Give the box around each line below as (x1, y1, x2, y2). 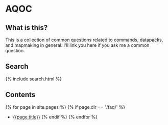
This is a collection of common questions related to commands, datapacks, (5, 37, 163, 43)
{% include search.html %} (5, 76, 62, 82)
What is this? (5, 23, 48, 32)
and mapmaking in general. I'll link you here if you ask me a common (5, 42, 150, 48)
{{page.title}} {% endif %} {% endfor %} (12, 114, 98, 120)
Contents (5, 90, 36, 99)
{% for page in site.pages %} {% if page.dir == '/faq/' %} (5, 104, 126, 110)
